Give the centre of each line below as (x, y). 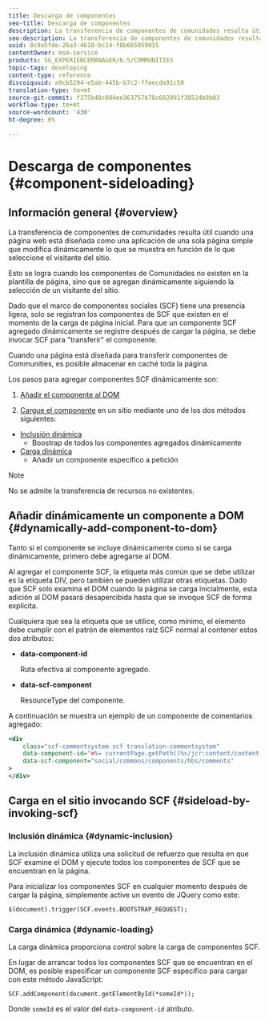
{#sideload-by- (211, 801)
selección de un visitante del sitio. (64, 290)
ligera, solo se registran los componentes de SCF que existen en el (118, 314)
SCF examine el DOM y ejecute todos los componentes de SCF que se (124, 862)
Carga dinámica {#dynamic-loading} (81, 929)
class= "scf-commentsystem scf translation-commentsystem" (121, 746)
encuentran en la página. (49, 871)
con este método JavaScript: (56, 979)
